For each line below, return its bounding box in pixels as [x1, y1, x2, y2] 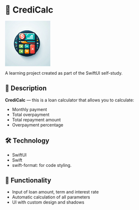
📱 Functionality [5, 176, 52, 184]
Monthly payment [12, 106, 47, 112]
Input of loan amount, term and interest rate [12, 189, 99, 195]
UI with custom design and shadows [12, 199, 84, 205]
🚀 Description [5, 84, 47, 93]
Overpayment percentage [12, 122, 64, 128]
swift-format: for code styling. [12, 162, 72, 168]
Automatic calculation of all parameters [12, 194, 90, 200]
